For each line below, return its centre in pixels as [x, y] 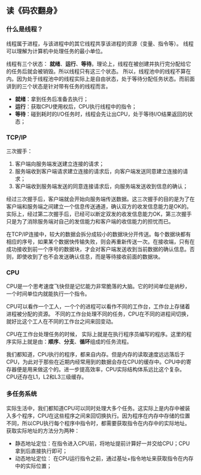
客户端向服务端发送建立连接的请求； [60, 164]
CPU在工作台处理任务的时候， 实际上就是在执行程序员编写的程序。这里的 [96, 334]
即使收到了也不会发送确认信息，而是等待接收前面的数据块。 [90, 256]
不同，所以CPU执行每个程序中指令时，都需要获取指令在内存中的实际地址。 [98, 423]
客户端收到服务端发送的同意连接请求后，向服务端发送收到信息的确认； [101, 186]
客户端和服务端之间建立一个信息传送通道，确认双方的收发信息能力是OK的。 [99, 206]
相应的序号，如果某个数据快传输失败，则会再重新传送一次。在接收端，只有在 [100, 241]
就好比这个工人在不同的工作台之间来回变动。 [61, 322]
